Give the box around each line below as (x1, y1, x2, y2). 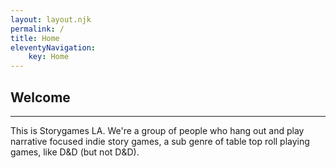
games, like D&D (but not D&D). (10, 146, 140, 158)
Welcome (10, 89, 71, 106)
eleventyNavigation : (10, 42, 97, 53)
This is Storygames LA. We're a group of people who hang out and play (10, 124, 305, 136)
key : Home (28, 52, 70, 62)
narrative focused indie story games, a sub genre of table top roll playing (10, 135, 310, 147)
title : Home (10, 33, 60, 43)
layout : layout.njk (10, 14, 92, 25)
